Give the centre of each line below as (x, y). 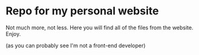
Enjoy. (13, 33)
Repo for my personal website (82, 11)
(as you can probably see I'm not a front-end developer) (76, 45)
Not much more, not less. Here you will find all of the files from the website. (99, 27)
